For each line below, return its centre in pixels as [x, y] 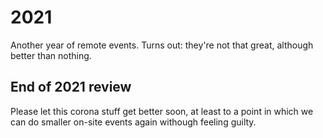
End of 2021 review [71, 87]
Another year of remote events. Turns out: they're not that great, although [162, 45]
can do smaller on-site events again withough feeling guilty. [133, 122]
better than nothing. [51, 55]
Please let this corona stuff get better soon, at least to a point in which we [162, 111]
